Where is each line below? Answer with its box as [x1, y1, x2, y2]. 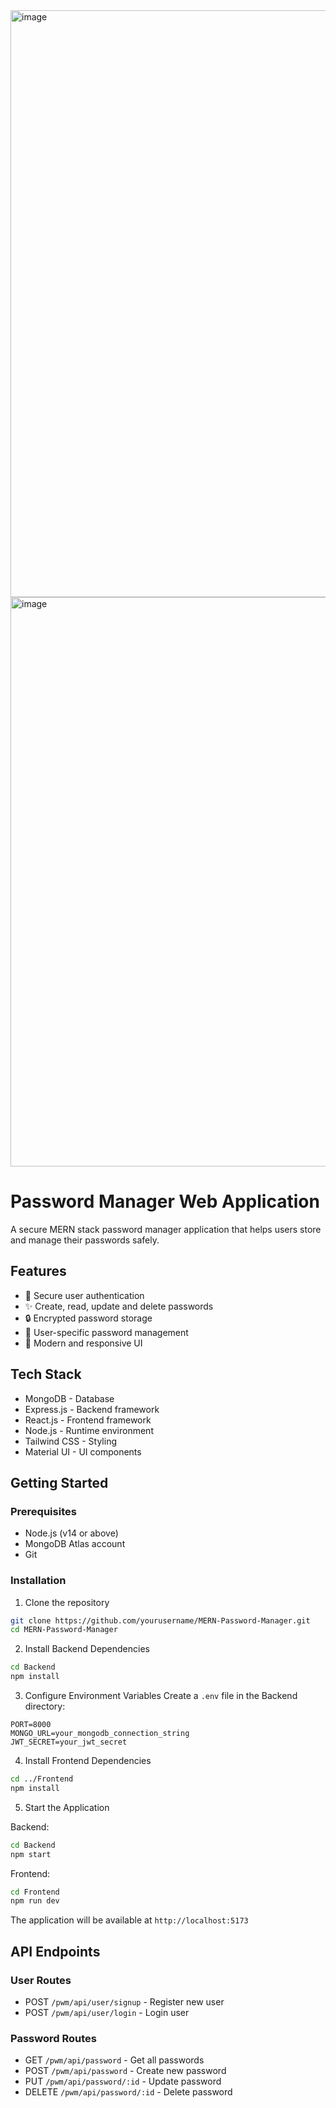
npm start [10, 1849, 52, 1859]
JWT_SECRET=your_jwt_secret [10, 1737, 128, 1748]
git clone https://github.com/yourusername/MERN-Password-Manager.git [10, 1615, 311, 1626]
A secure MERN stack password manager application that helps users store [10, 1223, 322, 1235]
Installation [10, 1574, 67, 1588]
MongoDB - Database [24, 1392, 115, 1404]
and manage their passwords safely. [10, 1234, 160, 1246]
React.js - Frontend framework [24, 1414, 152, 1426]
